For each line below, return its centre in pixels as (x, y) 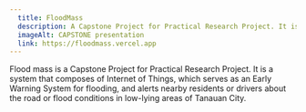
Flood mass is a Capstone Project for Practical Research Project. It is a (142, 69)
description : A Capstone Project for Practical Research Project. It (152, 26)
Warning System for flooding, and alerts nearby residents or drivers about (148, 88)
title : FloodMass (51, 18)
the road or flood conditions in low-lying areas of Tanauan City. (128, 98)
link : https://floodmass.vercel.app (87, 43)
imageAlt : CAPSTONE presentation (81, 35)
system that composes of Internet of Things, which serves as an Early (141, 79)
